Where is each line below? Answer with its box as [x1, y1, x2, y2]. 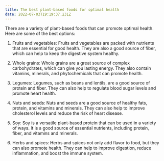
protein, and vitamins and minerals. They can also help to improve [12, 105, 145, 111]
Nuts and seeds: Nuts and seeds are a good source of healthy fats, [12, 100, 148, 106]
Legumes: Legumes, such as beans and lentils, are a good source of [12, 80, 150, 86]
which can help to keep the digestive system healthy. [12, 50, 119, 56]
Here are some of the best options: [5, 30, 75, 36]
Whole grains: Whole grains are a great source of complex [12, 60, 130, 66]
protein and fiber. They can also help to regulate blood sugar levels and [12, 85, 156, 91]
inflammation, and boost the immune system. [12, 150, 103, 156]
